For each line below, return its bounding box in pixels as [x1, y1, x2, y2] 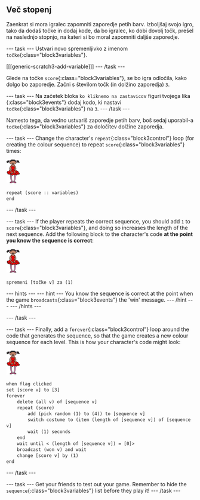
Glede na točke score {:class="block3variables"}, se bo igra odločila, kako [6, 74, 187, 81]
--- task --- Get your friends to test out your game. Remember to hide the [6, 480, 187, 487]
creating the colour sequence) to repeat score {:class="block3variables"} [6, 140, 185, 148]
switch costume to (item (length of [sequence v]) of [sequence [27, 416, 191, 423]
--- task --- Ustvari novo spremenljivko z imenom [6, 45, 128, 52]
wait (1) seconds [27, 428, 70, 435]
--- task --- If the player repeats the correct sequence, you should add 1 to [6, 217, 191, 225]
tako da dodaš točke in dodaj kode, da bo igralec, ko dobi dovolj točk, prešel [6, 27, 194, 34]
